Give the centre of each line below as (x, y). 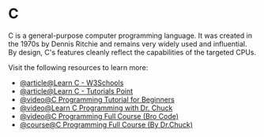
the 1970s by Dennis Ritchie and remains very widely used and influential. (128, 43)
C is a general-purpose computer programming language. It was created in (130, 35)
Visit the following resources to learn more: (78, 67)
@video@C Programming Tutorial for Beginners (97, 99)
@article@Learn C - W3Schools (72, 83)
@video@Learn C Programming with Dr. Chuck (96, 108)
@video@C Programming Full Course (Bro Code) (99, 116)
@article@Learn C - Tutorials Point (76, 91)
